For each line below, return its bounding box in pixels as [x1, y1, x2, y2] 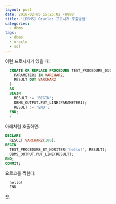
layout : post [5, 7, 32, 12]
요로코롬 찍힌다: [5, 170, 36, 176]
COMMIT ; [5, 161, 21, 166]
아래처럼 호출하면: [5, 123, 40, 129]
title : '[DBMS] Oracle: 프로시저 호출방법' [5, 16, 88, 21]
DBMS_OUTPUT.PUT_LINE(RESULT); [9, 152, 74, 157]
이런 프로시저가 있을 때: [5, 58, 50, 64]
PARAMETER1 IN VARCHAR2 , [14, 73, 65, 78]
